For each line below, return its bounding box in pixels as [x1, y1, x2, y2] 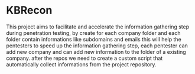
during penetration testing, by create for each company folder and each [6, 29, 181, 36]
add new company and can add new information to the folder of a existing [6, 48, 186, 55]
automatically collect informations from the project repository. [6, 60, 157, 68]
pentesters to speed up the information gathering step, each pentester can [6, 42, 188, 49]
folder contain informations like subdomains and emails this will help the [6, 36, 181, 43]
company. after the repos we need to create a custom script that [6, 54, 163, 62]
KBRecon [6, 4, 53, 17]
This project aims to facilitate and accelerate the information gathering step [6, 23, 190, 30]
